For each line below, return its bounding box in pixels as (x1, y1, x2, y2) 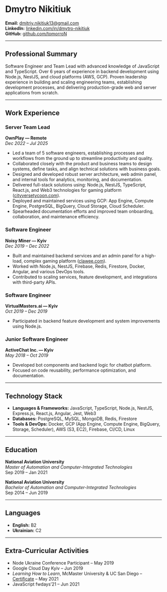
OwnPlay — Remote (5, 135, 47, 141)
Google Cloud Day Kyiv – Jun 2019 (12, 565, 83, 571)
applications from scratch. (5, 89, 59, 95)
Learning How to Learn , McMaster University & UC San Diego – (12, 571, 143, 577)
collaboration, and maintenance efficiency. (12, 214, 100, 220)
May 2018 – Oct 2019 (5, 352, 49, 358)
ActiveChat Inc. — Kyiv (5, 347, 54, 353)
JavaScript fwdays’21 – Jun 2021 (12, 581, 80, 587)
